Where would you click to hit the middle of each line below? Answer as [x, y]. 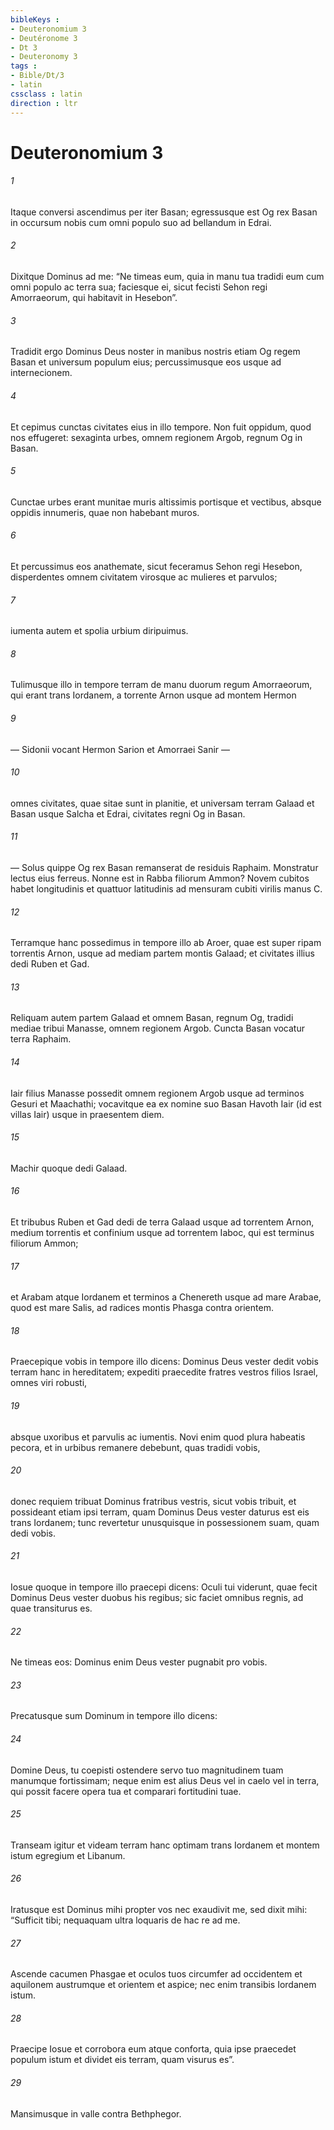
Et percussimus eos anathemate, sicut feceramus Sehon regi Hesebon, [156, 566]
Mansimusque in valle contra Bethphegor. [96, 2113]
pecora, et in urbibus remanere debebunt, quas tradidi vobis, [135, 1447]
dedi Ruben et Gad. [50, 964]
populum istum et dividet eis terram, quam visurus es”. [122, 2060]
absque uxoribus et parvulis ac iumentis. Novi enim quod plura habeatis [158, 1437]
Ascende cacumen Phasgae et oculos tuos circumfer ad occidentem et [156, 1974]
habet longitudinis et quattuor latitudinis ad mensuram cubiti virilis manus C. [166, 888]
